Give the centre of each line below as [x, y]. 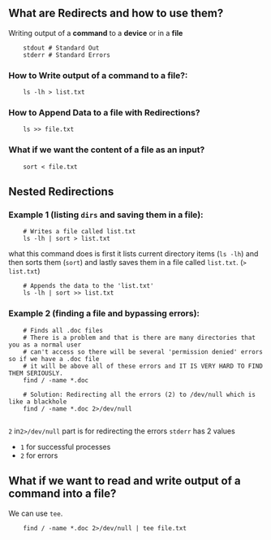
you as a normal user [45, 345]
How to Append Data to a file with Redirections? [104, 113]
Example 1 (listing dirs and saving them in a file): [106, 215]
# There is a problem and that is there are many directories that [139, 337]
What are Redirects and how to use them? [116, 13]
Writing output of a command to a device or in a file [96, 33]
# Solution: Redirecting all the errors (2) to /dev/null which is [139, 394]
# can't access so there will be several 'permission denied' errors [143, 352]
